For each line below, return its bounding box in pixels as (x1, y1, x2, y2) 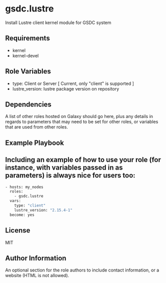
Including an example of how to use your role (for (5, 155, 161, 164)
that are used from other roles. (5, 124, 68, 130)
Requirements (5, 34, 50, 42)
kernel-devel (12, 52, 39, 58)
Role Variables (5, 67, 51, 75)
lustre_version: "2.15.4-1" (14, 207, 72, 212)
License (5, 226, 30, 235)
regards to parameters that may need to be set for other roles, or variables (5, 118, 158, 125)
